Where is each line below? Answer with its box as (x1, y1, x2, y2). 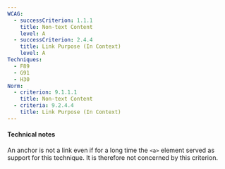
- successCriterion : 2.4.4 (13, 37, 93, 44)
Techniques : (7, 56, 42, 63)
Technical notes (7, 130, 56, 139)
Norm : (7, 82, 23, 89)
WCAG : (7, 10, 23, 18)
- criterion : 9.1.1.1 (13, 89, 78, 96)
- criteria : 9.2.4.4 (13, 102, 74, 109)
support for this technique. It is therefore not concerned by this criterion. (7, 153, 219, 162)
